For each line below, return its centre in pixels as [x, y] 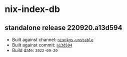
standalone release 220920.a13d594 [63, 28]
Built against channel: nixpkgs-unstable [52, 39]
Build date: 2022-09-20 [35, 50]
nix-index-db [32, 9]
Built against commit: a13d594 [42, 45]
